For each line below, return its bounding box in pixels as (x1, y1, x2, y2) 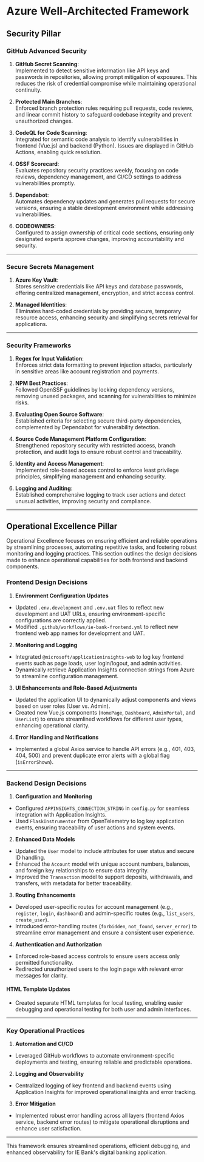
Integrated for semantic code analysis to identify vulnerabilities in (15, 135, 179, 143)
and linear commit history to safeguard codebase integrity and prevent (15, 110, 192, 118)
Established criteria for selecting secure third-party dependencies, (15, 417, 182, 424)
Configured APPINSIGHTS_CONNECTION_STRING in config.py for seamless (15, 804, 189, 812)
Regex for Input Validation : (15, 355, 84, 362)
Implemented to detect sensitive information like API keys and (15, 67, 170, 74)
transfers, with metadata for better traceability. (15, 879, 132, 887)
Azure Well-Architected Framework (6, 4, 189, 18)
